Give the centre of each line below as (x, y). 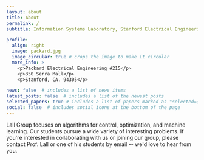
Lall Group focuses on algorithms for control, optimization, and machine (96, 125)
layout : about (24, 12)
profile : (17, 40)
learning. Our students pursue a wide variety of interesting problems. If (95, 131)
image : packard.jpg (36, 51)
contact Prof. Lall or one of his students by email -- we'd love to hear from (99, 144)
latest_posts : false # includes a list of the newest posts (85, 96)
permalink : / (23, 23)
